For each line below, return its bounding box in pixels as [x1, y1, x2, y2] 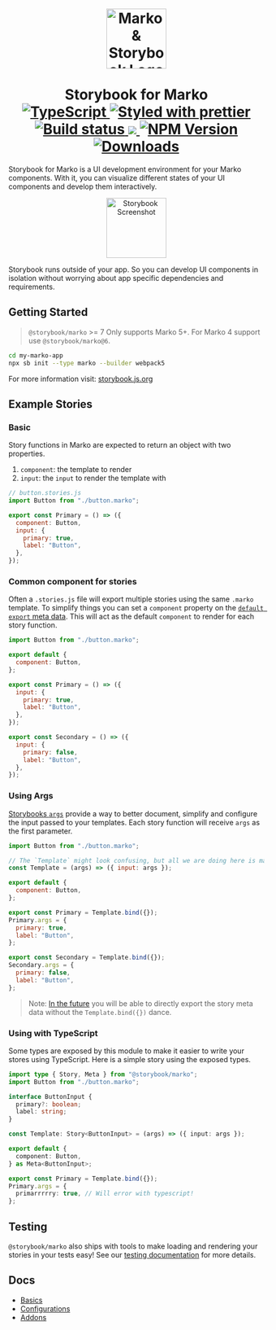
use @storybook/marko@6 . [28, 335, 111, 345]
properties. [8, 448, 45, 459]
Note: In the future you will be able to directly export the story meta [28, 998, 253, 1008]
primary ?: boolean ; [15, 1100, 82, 1109]
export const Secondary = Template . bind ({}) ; [8, 953, 165, 962]
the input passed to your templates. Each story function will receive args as [8, 817, 261, 827]
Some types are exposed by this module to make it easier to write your [8, 1046, 245, 1056]
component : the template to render [19, 465, 132, 475]
